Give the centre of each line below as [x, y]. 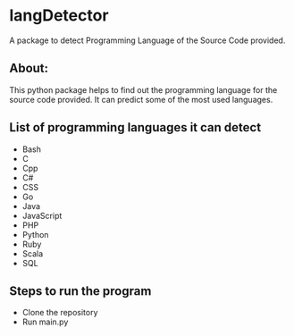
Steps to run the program [80, 291]
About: [29, 68]
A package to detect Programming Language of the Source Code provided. [147, 40]
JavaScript [42, 215]
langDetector [59, 16]
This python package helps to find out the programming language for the [143, 89]
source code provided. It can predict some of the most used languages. [141, 99]
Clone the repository [60, 313]
